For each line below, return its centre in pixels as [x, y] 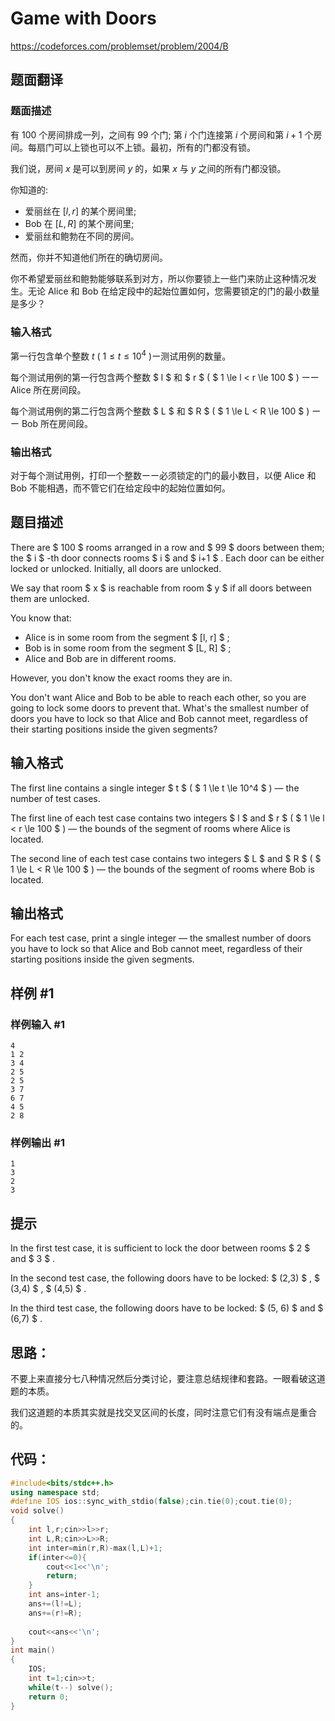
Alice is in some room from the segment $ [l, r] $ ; [127, 637]
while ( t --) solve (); [71, 1687]
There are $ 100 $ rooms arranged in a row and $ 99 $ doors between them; [167, 547]
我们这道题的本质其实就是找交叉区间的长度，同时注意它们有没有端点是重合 [163, 1412]
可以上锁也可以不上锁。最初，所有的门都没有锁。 [154, 147]
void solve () [37, 1511]
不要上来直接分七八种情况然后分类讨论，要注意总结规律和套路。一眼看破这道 [168, 1378]
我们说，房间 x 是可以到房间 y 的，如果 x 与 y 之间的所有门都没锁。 [148, 168]
